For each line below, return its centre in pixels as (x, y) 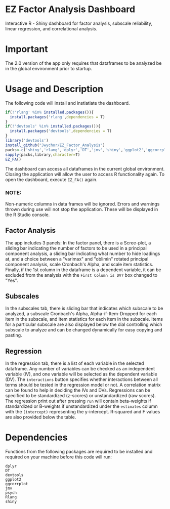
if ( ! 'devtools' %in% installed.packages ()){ (53, 126)
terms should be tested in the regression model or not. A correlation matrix (83, 385)
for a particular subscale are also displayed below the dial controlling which (84, 324)
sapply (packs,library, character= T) (43, 155)
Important (27, 49)
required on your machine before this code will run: (59, 457)
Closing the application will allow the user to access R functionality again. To (85, 174)
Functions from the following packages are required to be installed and (79, 452)
